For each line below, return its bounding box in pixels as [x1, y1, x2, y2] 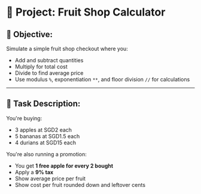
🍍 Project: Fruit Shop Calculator [6, 5, 166, 19]
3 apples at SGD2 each [14, 126, 72, 134]
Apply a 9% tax [14, 168, 54, 175]
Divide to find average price [14, 69, 84, 77]
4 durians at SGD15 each [14, 139, 77, 146]
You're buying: [6, 114, 42, 122]
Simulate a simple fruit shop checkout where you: [6, 45, 129, 52]
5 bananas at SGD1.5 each [14, 132, 80, 140]
